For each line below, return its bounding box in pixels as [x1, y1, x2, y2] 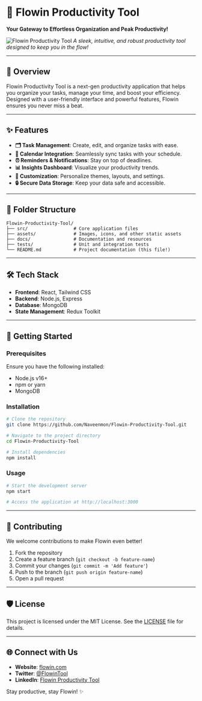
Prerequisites [6, 349, 46, 358]
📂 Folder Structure [6, 205, 76, 215]
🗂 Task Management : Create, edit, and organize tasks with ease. [14, 141, 179, 148]
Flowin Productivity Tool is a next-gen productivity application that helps [6, 83, 186, 90]
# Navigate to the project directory [6, 433, 101, 439]
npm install [6, 455, 36, 461]
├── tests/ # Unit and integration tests [6, 241, 149, 248]
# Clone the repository [6, 416, 66, 422]
